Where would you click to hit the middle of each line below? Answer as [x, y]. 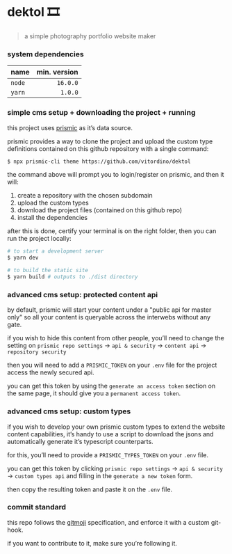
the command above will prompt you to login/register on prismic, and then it [116, 175]
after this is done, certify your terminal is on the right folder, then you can [112, 231]
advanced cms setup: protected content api [83, 294]
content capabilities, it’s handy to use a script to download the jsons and [110, 434]
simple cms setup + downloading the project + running [101, 113]
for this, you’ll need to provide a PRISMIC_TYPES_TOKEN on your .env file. [108, 454]
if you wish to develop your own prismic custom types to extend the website [116, 427]
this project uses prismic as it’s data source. [70, 127]
